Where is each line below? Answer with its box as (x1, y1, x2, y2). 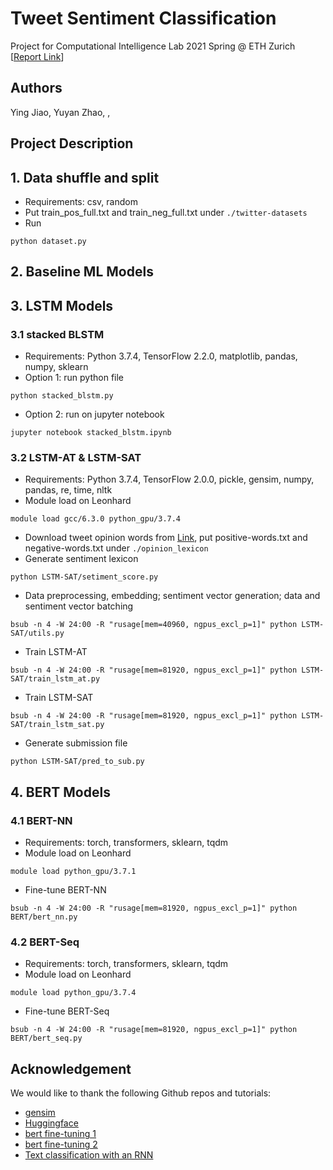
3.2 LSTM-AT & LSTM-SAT (10, 450, 142, 464)
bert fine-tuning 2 (24, 1138, 98, 1151)
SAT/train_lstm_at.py (10, 674, 101, 684)
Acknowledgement (10, 1060, 132, 1077)
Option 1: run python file (24, 372, 125, 384)
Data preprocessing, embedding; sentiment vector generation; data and (24, 590, 321, 602)
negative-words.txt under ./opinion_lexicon (24, 542, 209, 554)
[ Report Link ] (10, 50, 65, 62)
